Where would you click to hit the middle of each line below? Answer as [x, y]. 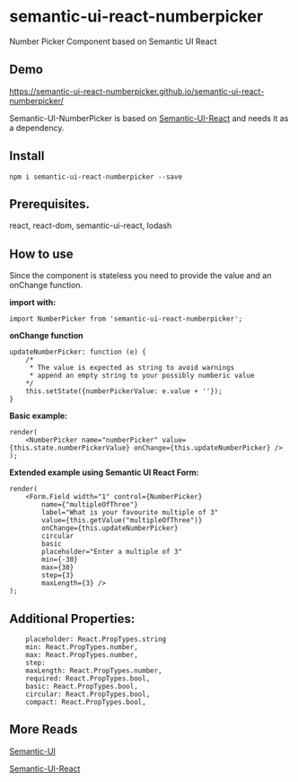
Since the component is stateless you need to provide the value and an [140, 276]
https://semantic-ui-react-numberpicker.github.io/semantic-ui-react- [137, 91]
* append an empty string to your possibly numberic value [142, 376]
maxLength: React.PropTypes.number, [94, 671]
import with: [33, 303]
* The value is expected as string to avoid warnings [132, 368]
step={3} [58, 576]
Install [27, 156]
